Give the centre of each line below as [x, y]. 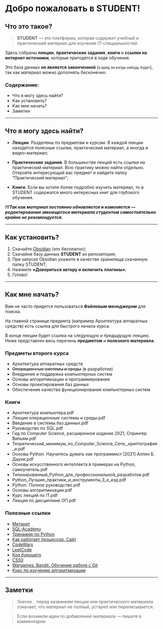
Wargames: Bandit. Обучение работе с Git [55, 565]
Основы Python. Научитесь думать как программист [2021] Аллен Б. [83, 454]
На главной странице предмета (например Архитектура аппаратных [76, 321]
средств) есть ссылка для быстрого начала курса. [58, 326]
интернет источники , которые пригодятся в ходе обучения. [67, 58]
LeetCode [22, 549]
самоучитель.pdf [30, 470]
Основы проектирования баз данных [50, 384]
